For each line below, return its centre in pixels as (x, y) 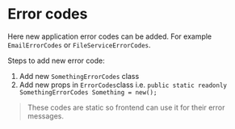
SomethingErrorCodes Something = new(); (88, 92)
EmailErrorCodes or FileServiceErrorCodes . (79, 44)
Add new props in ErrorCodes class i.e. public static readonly (123, 85)
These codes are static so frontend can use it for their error (126, 107)
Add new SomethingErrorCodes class (79, 76)
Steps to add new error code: (57, 60)
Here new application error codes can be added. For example (110, 36)
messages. (46, 116)
